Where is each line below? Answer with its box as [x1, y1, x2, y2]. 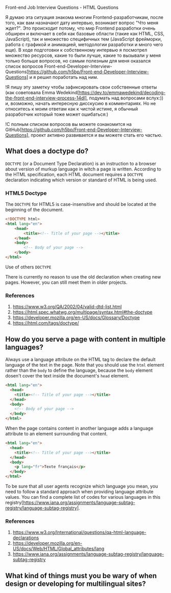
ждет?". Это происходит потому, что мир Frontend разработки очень [5, 25, 156, 31]
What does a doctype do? [5, 147, 89, 156]
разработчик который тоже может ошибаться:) [5, 111, 109, 117]
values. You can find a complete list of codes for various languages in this [5, 494, 161, 500]
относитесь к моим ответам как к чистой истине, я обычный [5, 106, 138, 112]
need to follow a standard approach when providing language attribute [5, 489, 154, 495]
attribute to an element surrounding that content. [5, 431, 108, 437]
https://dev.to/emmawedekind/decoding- [79, 90, 166, 95]
